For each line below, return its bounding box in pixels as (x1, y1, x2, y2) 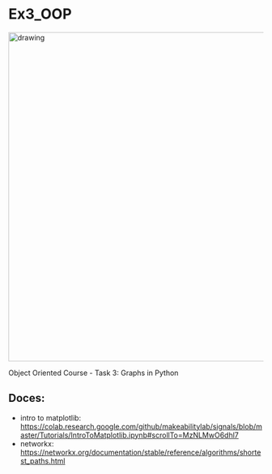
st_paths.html (19, 455, 66, 466)
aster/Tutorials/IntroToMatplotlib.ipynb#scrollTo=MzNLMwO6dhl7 (19, 430, 239, 440)
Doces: (8, 391, 45, 405)
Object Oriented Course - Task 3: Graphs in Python (8, 368, 179, 378)
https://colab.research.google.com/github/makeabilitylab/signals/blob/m (19, 421, 263, 431)
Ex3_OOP (8, 5, 72, 23)
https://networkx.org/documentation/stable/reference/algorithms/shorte (19, 447, 261, 457)
